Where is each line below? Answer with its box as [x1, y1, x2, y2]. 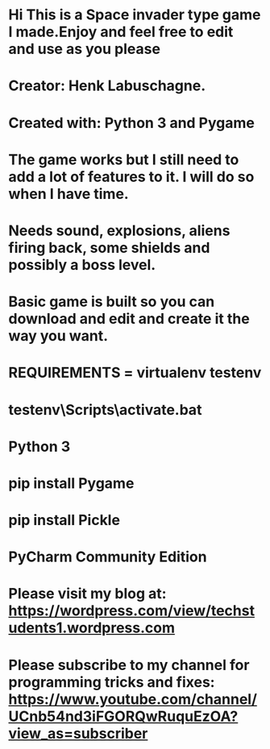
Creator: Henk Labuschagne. [8, 77, 206, 95]
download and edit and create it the [8, 310, 250, 328]
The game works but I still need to [8, 151, 239, 168]
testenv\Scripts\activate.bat [8, 400, 202, 419]
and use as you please [8, 40, 161, 58]
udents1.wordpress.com [8, 619, 176, 637]
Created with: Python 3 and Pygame [8, 114, 255, 132]
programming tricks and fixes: [8, 672, 215, 691]
